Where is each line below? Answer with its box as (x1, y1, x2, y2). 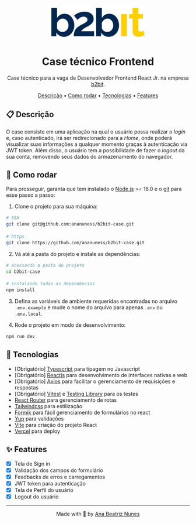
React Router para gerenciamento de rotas (14, 396, 117, 404)
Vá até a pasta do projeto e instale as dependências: (14, 250, 141, 257)
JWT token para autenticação (14, 480, 86, 487)
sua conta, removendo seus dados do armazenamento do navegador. (6, 153, 173, 160)
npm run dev (6, 334, 35, 340)
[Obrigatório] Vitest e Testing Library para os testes (14, 390, 138, 397)
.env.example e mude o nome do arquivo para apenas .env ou (14, 304, 163, 311)
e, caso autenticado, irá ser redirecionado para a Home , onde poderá (6, 134, 172, 141)
